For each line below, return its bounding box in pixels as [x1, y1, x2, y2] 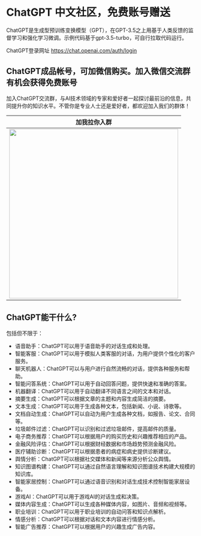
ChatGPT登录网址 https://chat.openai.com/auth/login [6, 46, 137, 54]
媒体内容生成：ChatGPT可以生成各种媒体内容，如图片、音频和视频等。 [14, 500, 190, 508]
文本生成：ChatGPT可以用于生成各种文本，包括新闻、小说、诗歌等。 [14, 402, 185, 410]
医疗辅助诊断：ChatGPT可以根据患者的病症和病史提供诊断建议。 [14, 447, 175, 455]
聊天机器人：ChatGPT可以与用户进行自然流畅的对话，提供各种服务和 [14, 365, 185, 372]
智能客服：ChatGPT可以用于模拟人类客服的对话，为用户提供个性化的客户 [14, 350, 196, 357]
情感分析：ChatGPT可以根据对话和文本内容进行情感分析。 [14, 516, 159, 523]
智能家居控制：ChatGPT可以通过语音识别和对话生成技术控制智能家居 [14, 478, 185, 485]
